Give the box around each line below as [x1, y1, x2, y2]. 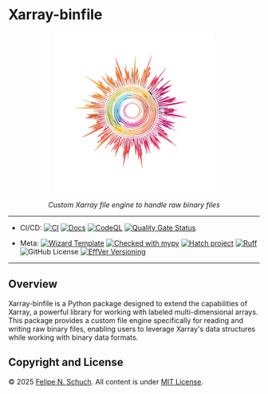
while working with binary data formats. [8, 333, 139, 342]
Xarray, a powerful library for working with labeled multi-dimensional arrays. [8, 307, 258, 317]
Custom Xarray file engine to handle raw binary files [47, 199, 221, 209]
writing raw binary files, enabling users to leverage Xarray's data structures [8, 324, 256, 333]
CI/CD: [19, 223, 42, 232]
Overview [8, 278, 58, 291]
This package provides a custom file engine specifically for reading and [8, 315, 244, 325]
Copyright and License [8, 356, 124, 369]
